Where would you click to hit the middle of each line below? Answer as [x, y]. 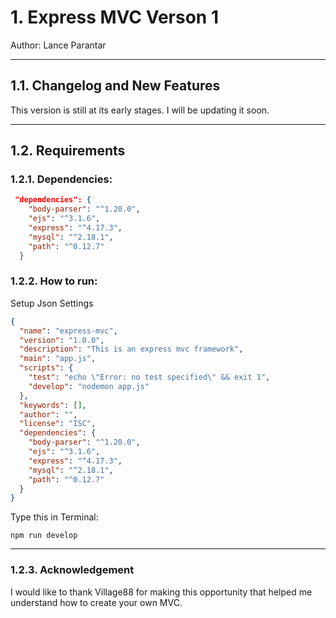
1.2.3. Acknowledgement [72, 570]
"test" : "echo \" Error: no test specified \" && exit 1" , [149, 377]
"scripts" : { [46, 368]
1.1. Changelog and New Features [115, 86]
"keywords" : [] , [53, 405]
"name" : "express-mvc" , [68, 331]
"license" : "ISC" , [58, 424]
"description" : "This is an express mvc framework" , [131, 349]
